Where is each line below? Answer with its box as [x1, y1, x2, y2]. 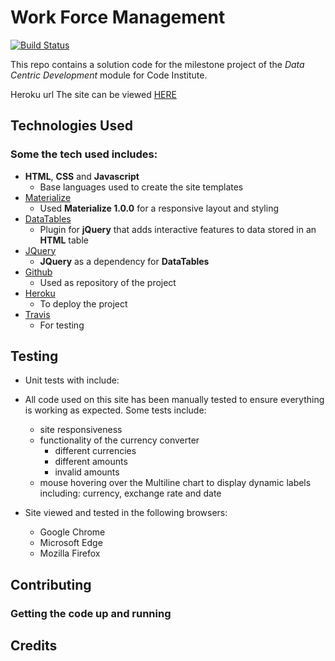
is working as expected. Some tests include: [24, 404, 207, 416]
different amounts [54, 456, 128, 468]
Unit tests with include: [24, 374, 120, 386]
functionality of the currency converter [39, 434, 200, 446]
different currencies [54, 445, 137, 457]
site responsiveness [39, 424, 123, 436]
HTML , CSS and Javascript [24, 170, 140, 182]
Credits [10, 637, 58, 655]
